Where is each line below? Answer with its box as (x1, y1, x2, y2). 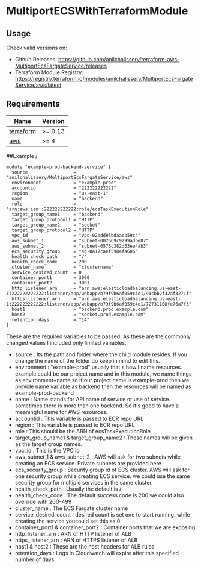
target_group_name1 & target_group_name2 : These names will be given (14, 434, 193, 441)
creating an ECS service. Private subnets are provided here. (14, 459, 163, 467)
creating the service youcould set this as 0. (14, 517, 122, 524)
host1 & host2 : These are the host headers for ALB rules (14, 542, 155, 550)
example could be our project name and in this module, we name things (14, 369, 192, 377)
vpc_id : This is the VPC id (14, 447, 80, 454)
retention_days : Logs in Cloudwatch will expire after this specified (14, 549, 179, 556)
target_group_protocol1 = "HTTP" (11, 216, 95, 222)
